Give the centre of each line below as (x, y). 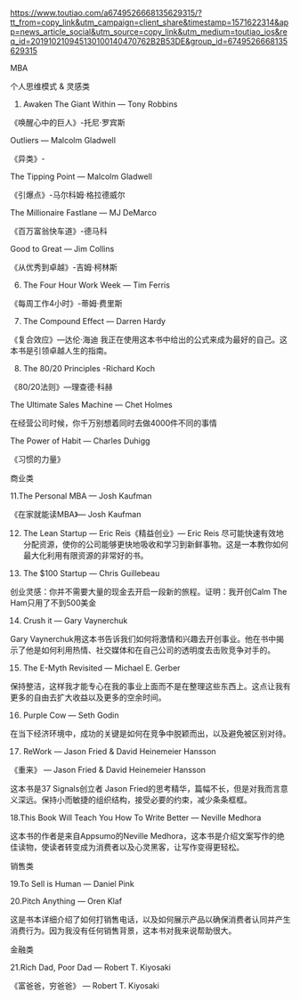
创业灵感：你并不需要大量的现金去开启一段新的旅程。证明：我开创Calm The (149, 592)
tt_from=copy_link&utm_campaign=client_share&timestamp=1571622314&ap (150, 22)
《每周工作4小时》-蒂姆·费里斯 (66, 303)
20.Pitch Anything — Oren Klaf (66, 901)
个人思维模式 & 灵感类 (50, 86)
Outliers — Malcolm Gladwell (63, 140)
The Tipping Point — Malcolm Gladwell (81, 176)
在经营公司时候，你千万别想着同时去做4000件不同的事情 (114, 423)
